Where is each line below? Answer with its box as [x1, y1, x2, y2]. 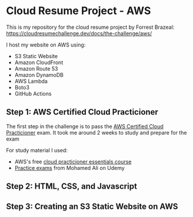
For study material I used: [6, 146, 68, 153]
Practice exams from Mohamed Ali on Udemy [14, 164, 125, 171]
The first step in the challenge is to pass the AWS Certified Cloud [6, 122, 164, 130]
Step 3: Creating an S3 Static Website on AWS [6, 201, 178, 211]
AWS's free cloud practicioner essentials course [14, 158, 132, 165]
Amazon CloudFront [14, 59, 64, 66]
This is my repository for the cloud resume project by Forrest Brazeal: [6, 24, 175, 31]
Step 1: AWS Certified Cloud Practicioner [6, 107, 159, 117]
